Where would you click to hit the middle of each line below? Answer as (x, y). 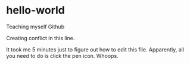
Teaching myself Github (35, 27)
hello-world (36, 10)
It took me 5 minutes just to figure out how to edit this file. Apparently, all (95, 49)
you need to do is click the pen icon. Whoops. (62, 56)
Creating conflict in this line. (41, 38)
